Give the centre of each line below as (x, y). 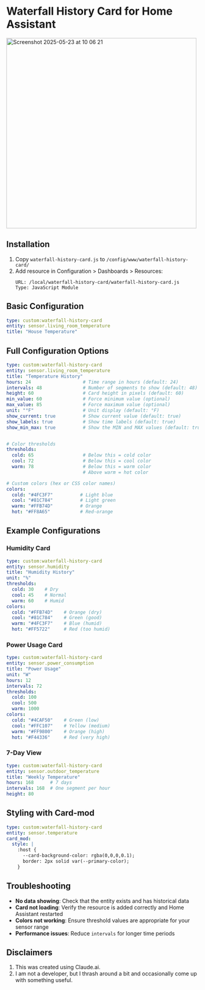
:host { (27, 850)
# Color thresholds (31, 444)
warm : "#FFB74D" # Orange (57, 506)
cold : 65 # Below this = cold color (81, 455)
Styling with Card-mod (50, 813)
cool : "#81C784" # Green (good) (57, 618)
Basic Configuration (45, 306)
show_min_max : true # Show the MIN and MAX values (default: (98, 427)
